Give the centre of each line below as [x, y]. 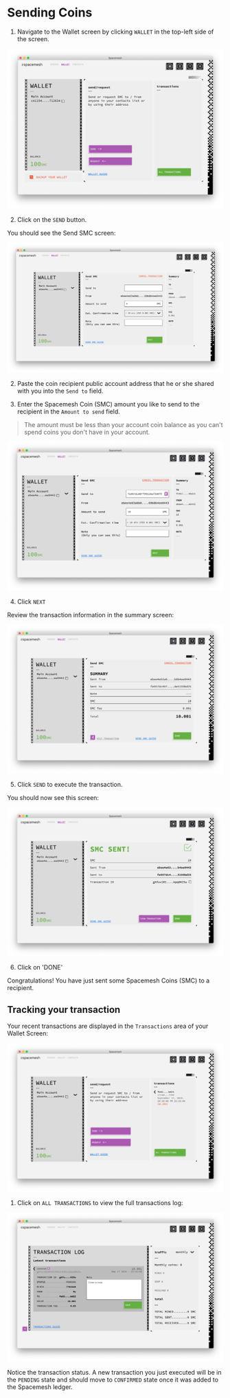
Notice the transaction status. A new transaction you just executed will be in [114, 1372]
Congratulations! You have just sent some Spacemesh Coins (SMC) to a [108, 981]
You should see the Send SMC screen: [61, 233]
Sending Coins [50, 13]
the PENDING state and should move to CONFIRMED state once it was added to [113, 1379]
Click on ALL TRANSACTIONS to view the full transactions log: [100, 1202]
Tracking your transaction [64, 1010]
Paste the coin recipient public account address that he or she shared [115, 384]
